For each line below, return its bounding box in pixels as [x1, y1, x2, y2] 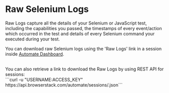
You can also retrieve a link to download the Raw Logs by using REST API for [5, 66, 164, 72]
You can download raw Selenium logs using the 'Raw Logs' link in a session [5, 45, 162, 51]
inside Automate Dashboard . [5, 51, 64, 57]
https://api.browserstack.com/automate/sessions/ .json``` [5, 81, 123, 88]
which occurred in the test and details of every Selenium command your [5, 30, 155, 36]
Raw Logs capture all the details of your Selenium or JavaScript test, [5, 20, 147, 26]
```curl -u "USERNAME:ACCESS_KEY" [5, 76, 83, 82]
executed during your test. [5, 36, 60, 42]
